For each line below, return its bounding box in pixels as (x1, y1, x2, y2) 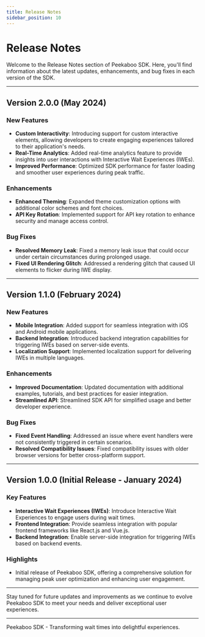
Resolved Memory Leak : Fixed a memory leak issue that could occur (15, 246, 189, 254)
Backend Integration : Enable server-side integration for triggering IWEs (15, 533, 196, 540)
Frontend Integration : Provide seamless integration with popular (15, 520, 178, 528)
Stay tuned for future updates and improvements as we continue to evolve (6, 592, 193, 600)
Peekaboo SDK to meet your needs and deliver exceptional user (6, 599, 167, 606)
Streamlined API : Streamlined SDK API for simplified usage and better (15, 396, 192, 403)
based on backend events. (15, 539, 82, 547)
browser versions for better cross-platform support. (15, 452, 145, 458)
